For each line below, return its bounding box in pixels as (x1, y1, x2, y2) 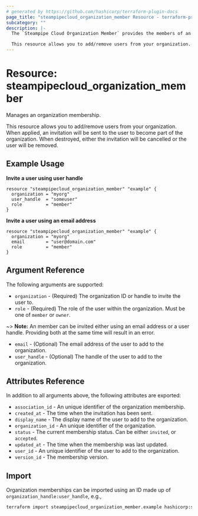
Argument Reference (6, 265, 85, 275)
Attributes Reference (6, 376, 85, 386)
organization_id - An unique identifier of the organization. (14, 422, 156, 429)
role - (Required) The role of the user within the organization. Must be (14, 305, 186, 312)
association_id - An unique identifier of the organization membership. (14, 403, 186, 411)
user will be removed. (6, 141, 59, 148)
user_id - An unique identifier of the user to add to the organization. (14, 447, 180, 455)
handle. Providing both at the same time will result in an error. (6, 329, 155, 336)
